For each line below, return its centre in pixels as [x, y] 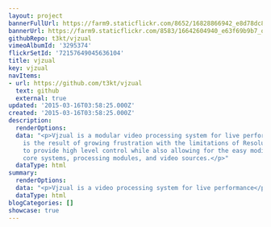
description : [30, 121]
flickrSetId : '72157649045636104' [67, 53]
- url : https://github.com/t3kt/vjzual [75, 83]
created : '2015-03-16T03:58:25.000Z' [72, 113]
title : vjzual [32, 61]
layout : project [35, 16]
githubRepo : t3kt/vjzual [50, 38]
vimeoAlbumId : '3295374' [50, 46]
